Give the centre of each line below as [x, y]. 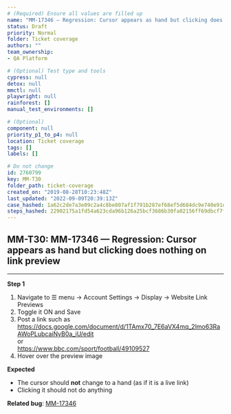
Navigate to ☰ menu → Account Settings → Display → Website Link [112, 297]
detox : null [24, 83]
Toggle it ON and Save [49, 312]
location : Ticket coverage [46, 141]
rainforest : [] [29, 103]
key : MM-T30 [24, 179]
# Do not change [30, 166]
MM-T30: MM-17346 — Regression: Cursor [102, 239]
